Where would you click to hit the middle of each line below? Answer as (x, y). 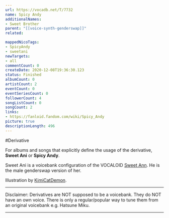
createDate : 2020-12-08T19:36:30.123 (45, 70)
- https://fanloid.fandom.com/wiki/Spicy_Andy (55, 117)
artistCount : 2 (21, 84)
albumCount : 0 (20, 80)
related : (14, 33)
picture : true (20, 121)
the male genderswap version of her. (43, 170)
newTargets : (18, 56)
